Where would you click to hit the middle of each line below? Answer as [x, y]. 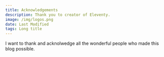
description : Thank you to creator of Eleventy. [58, 15]
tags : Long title [24, 29]
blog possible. [20, 49]
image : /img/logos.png [29, 19]
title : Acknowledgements [32, 10]
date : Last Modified [27, 24]
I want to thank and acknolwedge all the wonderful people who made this [82, 43]
